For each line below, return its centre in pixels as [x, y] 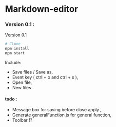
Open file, [22, 82]
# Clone [13, 44]
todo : [11, 99]
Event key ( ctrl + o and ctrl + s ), [45, 77]
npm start [15, 53]
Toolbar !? [22, 120]
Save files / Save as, [32, 72]
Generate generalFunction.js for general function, [62, 115]
